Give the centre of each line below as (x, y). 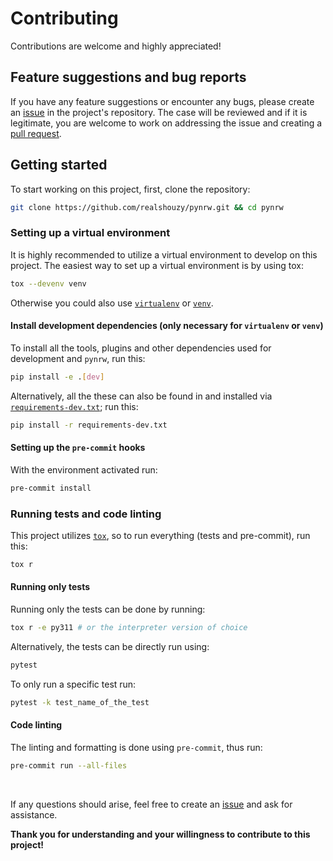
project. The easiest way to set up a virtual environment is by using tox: (157, 265)
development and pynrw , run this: (78, 358)
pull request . (36, 133)
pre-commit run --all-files (69, 765)
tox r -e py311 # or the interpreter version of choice (129, 628)
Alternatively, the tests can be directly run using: (110, 646)
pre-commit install (51, 488)
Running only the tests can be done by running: (108, 609)
